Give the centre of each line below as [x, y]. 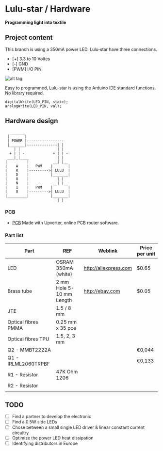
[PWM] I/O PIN [27, 69]
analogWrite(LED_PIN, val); [33, 106]
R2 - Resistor [23, 386]
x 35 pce [66, 328]
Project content [29, 38]
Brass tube [20, 291]
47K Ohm [67, 372]
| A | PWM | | [38, 166]
